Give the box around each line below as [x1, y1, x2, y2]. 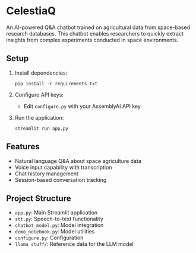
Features [6, 142, 40, 152]
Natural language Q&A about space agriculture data [14, 157, 141, 164]
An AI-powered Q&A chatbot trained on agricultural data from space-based [6, 24, 191, 31]
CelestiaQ [6, 4, 56, 18]
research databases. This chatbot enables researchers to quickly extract [6, 30, 184, 37]
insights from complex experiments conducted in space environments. [6, 36, 179, 43]
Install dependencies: [14, 69, 68, 76]
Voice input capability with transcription [14, 164, 112, 171]
